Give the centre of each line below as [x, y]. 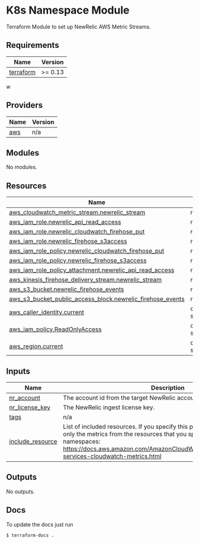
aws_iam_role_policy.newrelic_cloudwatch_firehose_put [87, 251]
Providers [25, 105]
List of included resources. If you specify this [126, 427]
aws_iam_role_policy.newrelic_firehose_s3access [78, 261]
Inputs [18, 371]
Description [168, 388]
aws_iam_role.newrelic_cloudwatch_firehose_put [77, 232]
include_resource [33, 441]
